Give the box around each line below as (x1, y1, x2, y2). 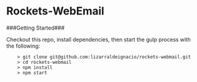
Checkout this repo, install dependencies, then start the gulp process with (6, 36, 191, 43)
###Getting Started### (6, 24, 65, 31)
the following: (6, 42, 41, 49)
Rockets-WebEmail (6, 4, 105, 18)
